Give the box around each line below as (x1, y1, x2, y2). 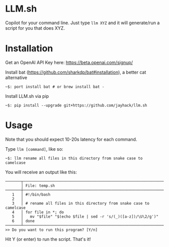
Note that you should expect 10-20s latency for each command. (5, 136, 137, 142)
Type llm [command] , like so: (5, 146, 63, 152)
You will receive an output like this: (5, 169, 77, 175)
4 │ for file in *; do (12, 210, 64, 215)
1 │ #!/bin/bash (12, 192, 51, 197)
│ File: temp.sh (21, 183, 55, 188)
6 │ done (12, 218, 35, 223)
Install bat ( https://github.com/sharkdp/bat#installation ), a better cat (5, 69, 146, 75)
